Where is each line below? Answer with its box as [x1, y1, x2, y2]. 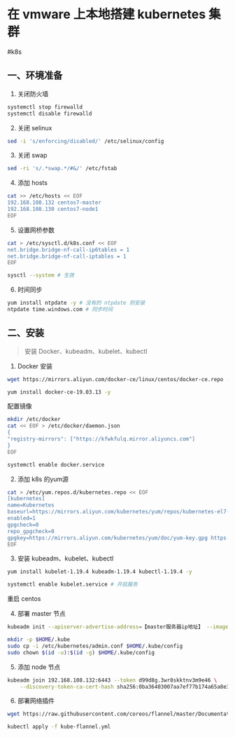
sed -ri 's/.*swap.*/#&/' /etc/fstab [7, 165, 117, 172]
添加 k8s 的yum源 [17, 474, 69, 483]
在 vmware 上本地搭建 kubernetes [7, 6, 206, 22]
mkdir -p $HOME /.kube [7, 636, 71, 643]
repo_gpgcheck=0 [7, 528, 55, 535]
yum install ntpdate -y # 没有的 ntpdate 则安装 [7, 299, 145, 307]
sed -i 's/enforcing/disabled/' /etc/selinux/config [7, 137, 164, 144]
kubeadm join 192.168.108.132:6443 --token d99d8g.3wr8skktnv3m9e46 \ [7, 677, 218, 684]
